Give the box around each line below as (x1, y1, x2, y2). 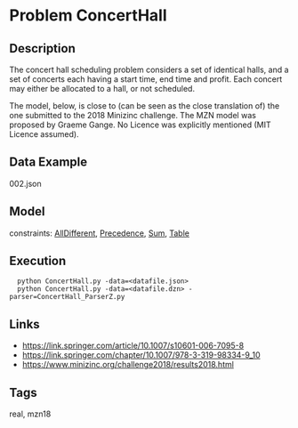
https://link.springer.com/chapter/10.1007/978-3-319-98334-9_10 (21, 350, 261, 360)
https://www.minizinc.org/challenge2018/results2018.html (21, 359, 234, 370)
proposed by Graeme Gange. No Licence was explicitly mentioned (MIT (9, 119, 271, 130)
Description (9, 41, 76, 56)
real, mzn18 (9, 408, 52, 419)
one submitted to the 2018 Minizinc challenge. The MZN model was (9, 110, 256, 120)
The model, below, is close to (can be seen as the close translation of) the (9, 101, 280, 111)
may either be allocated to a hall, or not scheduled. (9, 84, 196, 93)
